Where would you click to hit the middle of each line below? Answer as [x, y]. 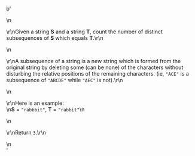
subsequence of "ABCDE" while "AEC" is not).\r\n [65, 80]
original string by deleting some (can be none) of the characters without [95, 67]
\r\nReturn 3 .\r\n [26, 132]
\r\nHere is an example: [35, 103]
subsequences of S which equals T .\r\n [55, 38]
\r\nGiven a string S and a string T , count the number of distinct [85, 32]
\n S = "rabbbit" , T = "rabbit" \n [45, 109]
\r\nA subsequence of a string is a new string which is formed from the [94, 61]
